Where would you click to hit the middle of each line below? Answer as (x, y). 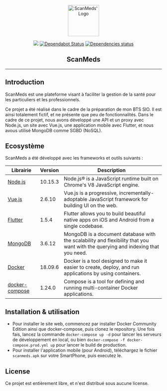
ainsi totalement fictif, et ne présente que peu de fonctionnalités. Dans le (80, 114)
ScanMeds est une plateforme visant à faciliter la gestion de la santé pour (81, 94)
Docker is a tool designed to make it (106, 261)
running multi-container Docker (101, 288)
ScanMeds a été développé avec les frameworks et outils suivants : (74, 158)
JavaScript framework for (118, 199)
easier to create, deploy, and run (102, 267)
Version (49, 171)
